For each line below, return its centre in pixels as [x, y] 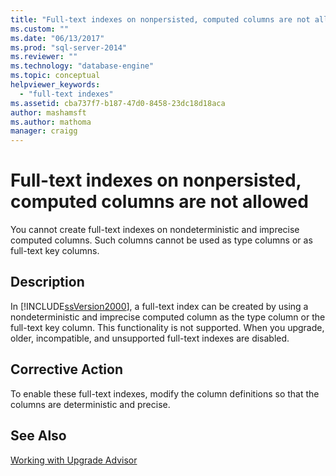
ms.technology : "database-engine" [82, 66]
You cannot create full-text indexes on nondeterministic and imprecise [155, 230]
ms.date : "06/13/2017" [57, 38]
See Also [38, 436]
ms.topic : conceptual [55, 76]
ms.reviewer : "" [44, 57]
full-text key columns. [55, 251]
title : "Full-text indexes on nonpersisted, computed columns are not [160, 19]
